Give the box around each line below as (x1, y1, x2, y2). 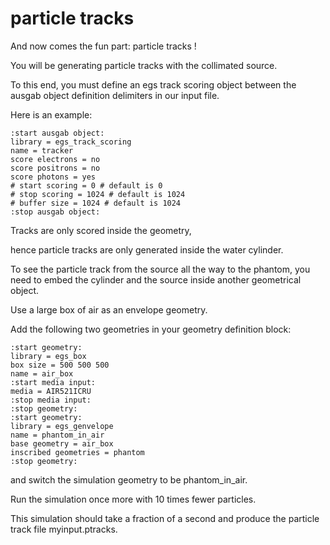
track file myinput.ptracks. (10, 523, 118, 535)
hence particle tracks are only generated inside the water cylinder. (10, 243, 284, 256)
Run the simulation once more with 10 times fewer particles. (10, 493, 257, 505)
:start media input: (10, 377, 97, 387)
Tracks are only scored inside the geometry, (10, 224, 192, 236)
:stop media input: (10, 395, 92, 405)
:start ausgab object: (10, 128, 105, 138)
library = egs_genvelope (10, 421, 114, 431)
